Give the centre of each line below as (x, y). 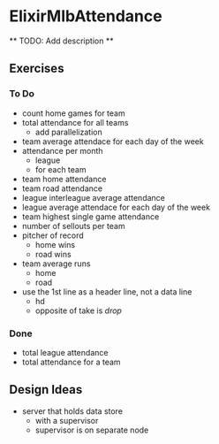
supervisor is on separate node (92, 430)
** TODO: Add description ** (61, 41)
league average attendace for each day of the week (116, 207)
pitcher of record (53, 235)
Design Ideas (46, 390)
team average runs (56, 264)
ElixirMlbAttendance (86, 16)
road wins (53, 254)
